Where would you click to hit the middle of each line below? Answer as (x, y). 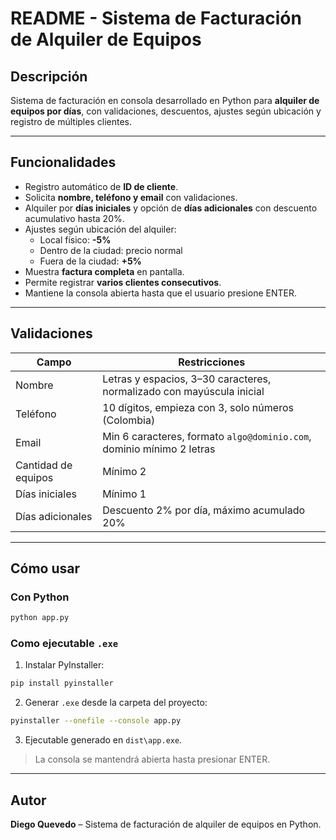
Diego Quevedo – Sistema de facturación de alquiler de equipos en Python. (166, 824)
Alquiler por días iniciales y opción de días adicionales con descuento (171, 208)
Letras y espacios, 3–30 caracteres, (187, 379)
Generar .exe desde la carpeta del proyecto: (116, 703)
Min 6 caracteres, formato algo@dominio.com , (207, 436)
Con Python (40, 597)
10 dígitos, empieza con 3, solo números (198, 407)
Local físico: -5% (75, 239)
